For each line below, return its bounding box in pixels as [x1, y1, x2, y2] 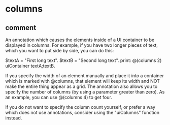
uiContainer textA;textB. [5, 63, 55, 69]
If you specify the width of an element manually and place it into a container [5, 73, 164, 79]
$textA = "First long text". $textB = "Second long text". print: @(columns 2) [5, 57, 162, 64]
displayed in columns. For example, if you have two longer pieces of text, [5, 42, 158, 48]
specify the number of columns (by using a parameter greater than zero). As [5, 89, 165, 95]
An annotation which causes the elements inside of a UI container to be [5, 37, 155, 43]
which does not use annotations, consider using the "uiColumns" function [5, 110, 160, 115]
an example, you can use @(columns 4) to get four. [5, 95, 113, 100]
